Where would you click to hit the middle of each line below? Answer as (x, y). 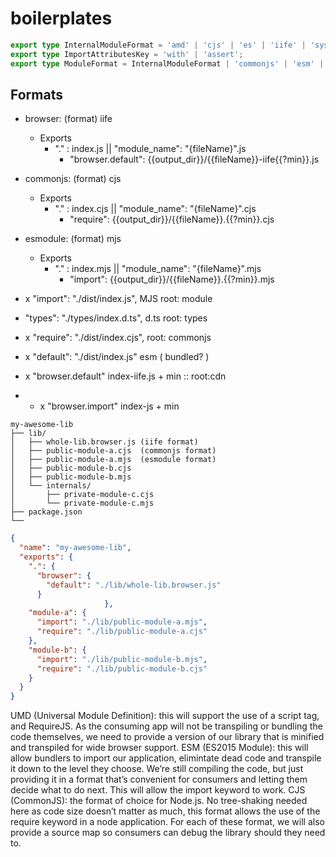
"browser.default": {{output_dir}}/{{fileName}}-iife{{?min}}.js (194, 159)
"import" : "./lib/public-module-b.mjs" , (122, 659)
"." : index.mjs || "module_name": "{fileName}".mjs (158, 269)
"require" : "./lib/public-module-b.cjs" (122, 668)
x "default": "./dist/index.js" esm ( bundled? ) (117, 357)
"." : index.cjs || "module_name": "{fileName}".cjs (155, 209)
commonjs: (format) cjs (73, 179)
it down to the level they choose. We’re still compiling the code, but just (157, 769)
